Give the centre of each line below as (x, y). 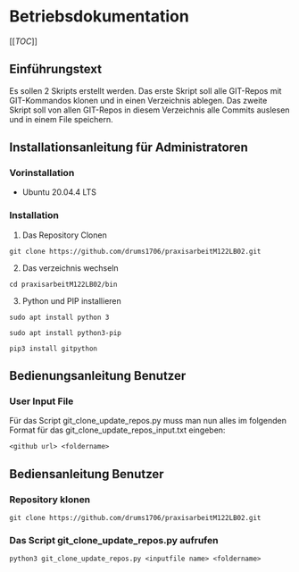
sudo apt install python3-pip (66, 332)
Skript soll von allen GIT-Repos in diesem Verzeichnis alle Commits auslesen (149, 110)
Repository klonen (50, 500)
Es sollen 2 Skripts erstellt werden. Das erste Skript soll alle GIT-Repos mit (145, 90)
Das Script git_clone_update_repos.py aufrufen (114, 541)
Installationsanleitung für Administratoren (129, 148)
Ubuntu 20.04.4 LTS (59, 192)
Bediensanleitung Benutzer (87, 474)
